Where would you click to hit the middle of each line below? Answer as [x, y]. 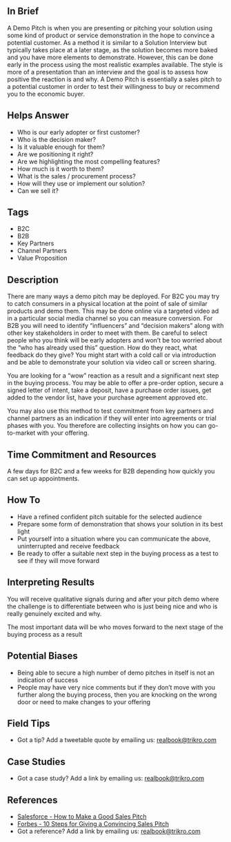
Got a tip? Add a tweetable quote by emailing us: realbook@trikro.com [117, 740]
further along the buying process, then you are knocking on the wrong [117, 695]
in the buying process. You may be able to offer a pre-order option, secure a [115, 383]
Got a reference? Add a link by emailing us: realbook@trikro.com [109, 831]
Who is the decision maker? [57, 139]
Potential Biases [42, 656]
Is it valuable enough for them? [61, 147]
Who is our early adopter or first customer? [78, 132]
